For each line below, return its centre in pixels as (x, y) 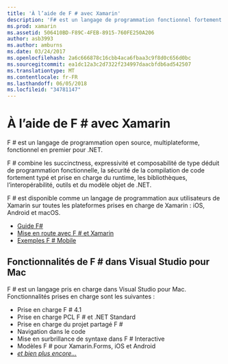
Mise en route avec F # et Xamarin (65, 233)
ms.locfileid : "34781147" (44, 90)
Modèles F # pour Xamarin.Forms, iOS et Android (86, 346)
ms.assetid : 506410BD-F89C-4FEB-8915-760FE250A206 (81, 32)
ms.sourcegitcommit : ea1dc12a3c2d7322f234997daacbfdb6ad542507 (99, 64)
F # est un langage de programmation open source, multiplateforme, (103, 143)
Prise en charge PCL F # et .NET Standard (76, 317)
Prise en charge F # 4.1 (49, 309)
